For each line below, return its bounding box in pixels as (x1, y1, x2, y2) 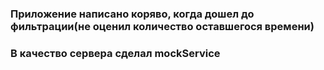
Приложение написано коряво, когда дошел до (10, 7, 255, 21)
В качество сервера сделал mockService (10, 46, 221, 60)
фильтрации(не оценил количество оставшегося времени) (10, 19, 315, 33)
